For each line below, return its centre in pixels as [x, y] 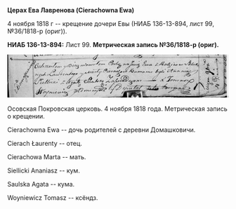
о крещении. [26, 116]
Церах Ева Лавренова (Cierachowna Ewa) [71, 10]
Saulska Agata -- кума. [41, 184]
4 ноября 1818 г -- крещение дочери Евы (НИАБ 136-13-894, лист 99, [111, 23]
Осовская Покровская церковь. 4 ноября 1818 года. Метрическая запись [117, 109]
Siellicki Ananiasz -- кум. [44, 170]
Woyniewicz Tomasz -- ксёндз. [53, 198]
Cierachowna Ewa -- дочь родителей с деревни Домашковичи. [101, 130]
